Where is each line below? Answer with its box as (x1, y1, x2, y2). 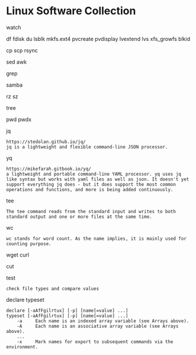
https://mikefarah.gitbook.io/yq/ (6, 166, 92, 172)
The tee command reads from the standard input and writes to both (6, 208, 176, 214)
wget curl (6, 251, 30, 258)
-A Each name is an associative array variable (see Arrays (17, 323, 179, 329)
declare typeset (6, 296, 44, 303)
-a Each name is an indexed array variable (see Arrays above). (17, 318, 189, 324)
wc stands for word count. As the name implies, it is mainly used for (6, 236, 187, 242)
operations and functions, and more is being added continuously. (6, 186, 173, 192)
